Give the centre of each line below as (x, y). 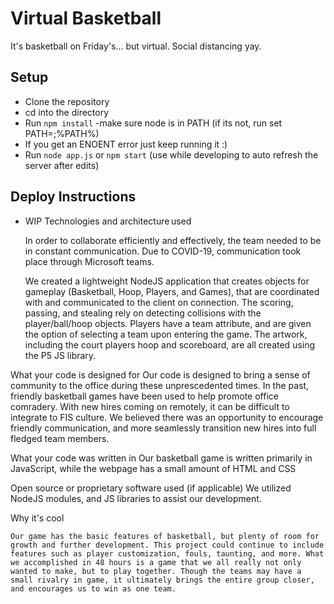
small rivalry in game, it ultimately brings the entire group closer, (162, 580)
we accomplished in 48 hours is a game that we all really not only (156, 562)
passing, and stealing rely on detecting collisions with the (143, 313)
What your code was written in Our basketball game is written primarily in (161, 458)
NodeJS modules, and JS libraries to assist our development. (136, 498)
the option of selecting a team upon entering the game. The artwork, (166, 334)
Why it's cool (37, 518)
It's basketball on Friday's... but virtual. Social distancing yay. (136, 46)
